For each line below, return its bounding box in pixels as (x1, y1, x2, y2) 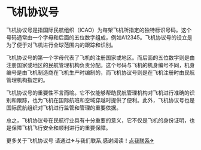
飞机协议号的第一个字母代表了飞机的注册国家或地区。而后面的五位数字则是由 (6, 54, 195, 61)
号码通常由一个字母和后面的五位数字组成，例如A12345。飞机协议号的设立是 (6, 33, 193, 41)
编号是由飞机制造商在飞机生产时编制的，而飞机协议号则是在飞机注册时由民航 (6, 69, 195, 76)
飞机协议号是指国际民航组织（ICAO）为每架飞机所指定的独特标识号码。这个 (6, 26, 192, 33)
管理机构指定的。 (6, 76, 48, 84)
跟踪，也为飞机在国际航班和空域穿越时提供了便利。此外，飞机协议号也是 (16, 96, 195, 103)
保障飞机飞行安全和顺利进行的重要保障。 (11, 124, 111, 131)
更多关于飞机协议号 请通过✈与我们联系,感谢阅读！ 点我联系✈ (6, 137, 154, 144)
